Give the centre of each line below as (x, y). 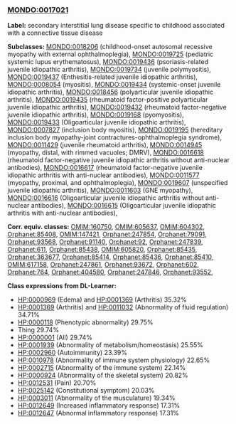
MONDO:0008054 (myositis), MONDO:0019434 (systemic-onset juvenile (114, 85)
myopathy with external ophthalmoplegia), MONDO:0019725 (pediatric (111, 54)
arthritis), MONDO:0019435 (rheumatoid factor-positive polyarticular (108, 100)
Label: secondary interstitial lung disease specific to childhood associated (116, 26)
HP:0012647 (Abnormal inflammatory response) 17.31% (98, 413)
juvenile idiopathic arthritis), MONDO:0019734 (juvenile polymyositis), (109, 70)
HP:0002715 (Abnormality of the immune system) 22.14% (102, 368)
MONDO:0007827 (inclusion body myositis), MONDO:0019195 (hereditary (115, 130)
